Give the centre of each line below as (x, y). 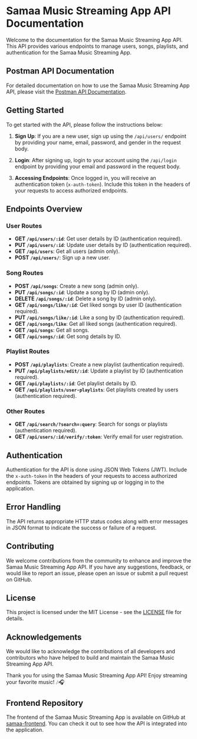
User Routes (24, 226)
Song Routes (25, 273)
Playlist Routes (28, 352)
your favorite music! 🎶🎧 (35, 682)
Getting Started (35, 110)
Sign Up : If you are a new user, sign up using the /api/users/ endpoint (101, 136)
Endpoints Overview (44, 209)
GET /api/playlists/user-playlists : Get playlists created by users (96, 390)
